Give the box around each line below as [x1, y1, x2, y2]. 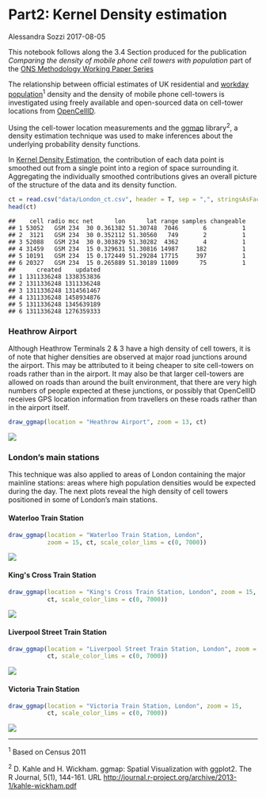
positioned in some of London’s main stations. [8, 495, 158, 505]
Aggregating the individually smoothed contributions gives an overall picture [8, 172, 257, 182]
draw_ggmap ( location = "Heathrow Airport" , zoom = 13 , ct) [8, 418, 207, 426]
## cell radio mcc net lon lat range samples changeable [8, 217, 246, 225]
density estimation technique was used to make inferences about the [8, 131, 234, 140]
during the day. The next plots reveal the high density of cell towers [8, 486, 228, 497]
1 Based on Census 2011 [8, 746, 86, 757]
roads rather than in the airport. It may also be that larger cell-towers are [8, 369, 245, 378]
